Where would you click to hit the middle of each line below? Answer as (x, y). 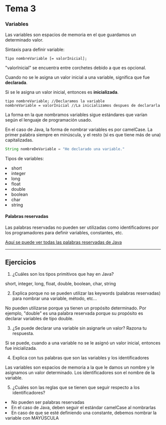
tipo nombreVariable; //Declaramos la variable (55, 101)
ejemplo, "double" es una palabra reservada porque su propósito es (74, 313)
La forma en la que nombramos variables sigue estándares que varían (76, 115)
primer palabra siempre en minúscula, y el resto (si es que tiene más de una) (83, 135)
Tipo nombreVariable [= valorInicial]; (46, 59)
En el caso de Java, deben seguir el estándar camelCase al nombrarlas (84, 408)
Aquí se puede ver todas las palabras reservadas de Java (63, 242)
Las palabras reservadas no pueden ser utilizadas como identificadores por (82, 227)
